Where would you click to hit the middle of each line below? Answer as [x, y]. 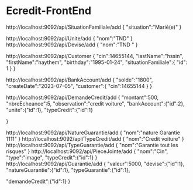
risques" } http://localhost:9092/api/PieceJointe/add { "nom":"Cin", [87, 151]
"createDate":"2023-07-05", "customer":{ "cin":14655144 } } [79, 86]
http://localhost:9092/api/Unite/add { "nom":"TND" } [69, 38]
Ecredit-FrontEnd [49, 11]
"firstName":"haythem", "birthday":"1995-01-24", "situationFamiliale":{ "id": [97, 62]
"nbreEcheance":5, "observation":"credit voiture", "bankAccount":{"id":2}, [96, 103]
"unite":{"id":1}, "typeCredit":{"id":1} [50, 110]
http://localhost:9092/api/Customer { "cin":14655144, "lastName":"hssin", [95, 56]
